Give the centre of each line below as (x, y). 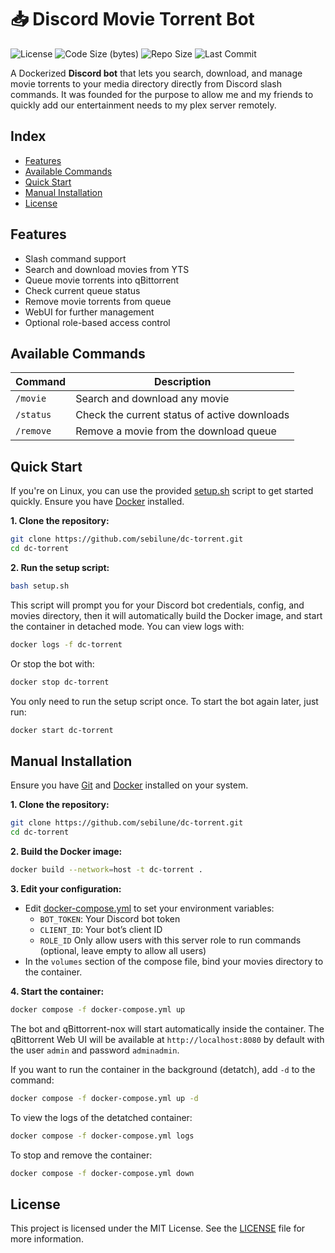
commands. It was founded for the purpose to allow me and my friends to (162, 94)
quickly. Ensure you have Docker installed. (97, 502)
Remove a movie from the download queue (176, 431)
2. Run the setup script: (60, 567)
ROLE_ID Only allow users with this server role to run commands (170, 940)
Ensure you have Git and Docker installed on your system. (129, 785)
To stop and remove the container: (81, 1155)
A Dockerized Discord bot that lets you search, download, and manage (156, 73)
